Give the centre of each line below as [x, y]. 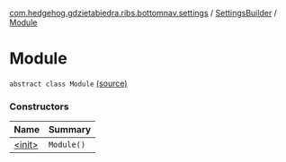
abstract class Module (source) [68, 83]
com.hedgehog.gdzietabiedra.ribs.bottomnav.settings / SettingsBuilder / [143, 13]
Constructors [39, 107]
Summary [70, 130]
